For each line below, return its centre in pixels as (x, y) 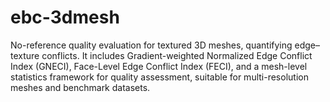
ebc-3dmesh (65, 17)
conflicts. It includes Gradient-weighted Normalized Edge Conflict (177, 55)
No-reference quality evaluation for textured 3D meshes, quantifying (151, 45)
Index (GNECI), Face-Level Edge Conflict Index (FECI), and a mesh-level (159, 66)
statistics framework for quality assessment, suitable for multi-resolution (159, 77)
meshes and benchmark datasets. (80, 87)
